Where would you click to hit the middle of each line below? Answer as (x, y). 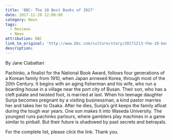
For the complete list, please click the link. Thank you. (62, 132)
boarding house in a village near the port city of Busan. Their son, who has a (86, 89)
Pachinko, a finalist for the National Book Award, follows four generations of (85, 73)
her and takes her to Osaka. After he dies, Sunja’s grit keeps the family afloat (86, 105)
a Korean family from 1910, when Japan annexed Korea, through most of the (85, 78)
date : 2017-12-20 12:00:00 (34, 15)
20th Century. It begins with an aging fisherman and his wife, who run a (81, 84)
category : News (21, 19)
